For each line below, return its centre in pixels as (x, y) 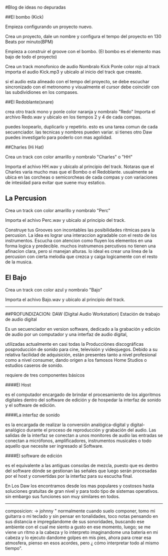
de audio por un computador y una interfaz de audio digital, (66, 334)
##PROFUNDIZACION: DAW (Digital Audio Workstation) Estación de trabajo (82, 314)
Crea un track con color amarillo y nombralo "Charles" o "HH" (69, 157)
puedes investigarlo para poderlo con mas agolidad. (59, 137)
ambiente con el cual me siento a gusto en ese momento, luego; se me (78, 527)
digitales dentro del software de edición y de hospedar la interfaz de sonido (83, 400)
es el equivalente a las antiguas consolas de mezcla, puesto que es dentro (82, 465)
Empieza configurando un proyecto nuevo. (49, 27)
